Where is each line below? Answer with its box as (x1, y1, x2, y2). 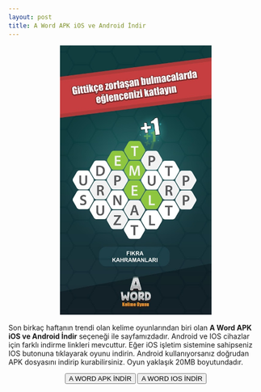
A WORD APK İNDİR (68, 374, 132, 383)
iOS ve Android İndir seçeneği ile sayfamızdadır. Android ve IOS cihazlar (8, 331, 250, 341)
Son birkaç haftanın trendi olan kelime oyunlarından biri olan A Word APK (8, 323, 252, 333)
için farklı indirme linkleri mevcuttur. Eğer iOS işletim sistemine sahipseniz (8, 340, 253, 350)
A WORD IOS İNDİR (141, 374, 204, 383)
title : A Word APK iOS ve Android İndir (8, 21, 147, 30)
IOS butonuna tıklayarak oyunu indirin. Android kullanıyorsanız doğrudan (8, 348, 249, 359)
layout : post (8, 13, 53, 21)
